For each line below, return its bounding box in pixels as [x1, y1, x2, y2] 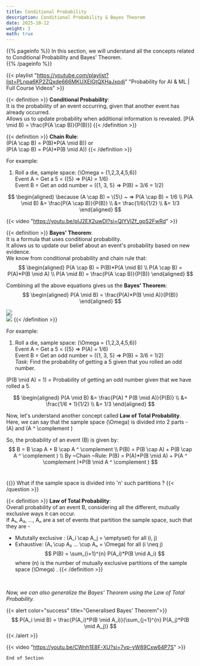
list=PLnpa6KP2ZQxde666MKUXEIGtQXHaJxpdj [6, 78, 125, 86]
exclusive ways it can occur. [6, 510, 76, 518]
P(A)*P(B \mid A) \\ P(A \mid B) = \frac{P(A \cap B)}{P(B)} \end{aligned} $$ [7, 270, 193, 278]
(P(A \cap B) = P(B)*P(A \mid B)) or [6, 139, 94, 147]
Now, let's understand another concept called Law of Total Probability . [6, 412, 181, 419]
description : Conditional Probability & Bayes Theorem [6, 14, 146, 20]
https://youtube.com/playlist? [36, 72, 109, 79]
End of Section [6, 655, 44, 661]
